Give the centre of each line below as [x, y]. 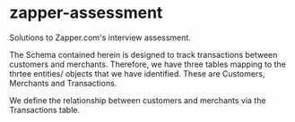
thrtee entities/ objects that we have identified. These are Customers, [137, 73]
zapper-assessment [86, 13]
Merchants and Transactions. [63, 83]
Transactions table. [45, 110]
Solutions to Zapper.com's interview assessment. [100, 37]
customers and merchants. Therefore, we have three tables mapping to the [148, 64]
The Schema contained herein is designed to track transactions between [143, 54]
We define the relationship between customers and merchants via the [138, 100]
